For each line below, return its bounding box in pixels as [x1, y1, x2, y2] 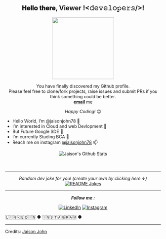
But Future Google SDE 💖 [12, 128, 63, 134]
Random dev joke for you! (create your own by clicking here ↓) [19, 175, 147, 181]
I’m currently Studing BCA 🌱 [12, 133, 69, 140]
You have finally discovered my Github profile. [36, 83, 130, 89]
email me [73, 99, 93, 105]
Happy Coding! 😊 [65, 108, 101, 114]
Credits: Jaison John [5, 228, 47, 234]
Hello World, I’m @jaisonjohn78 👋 [12, 118, 80, 124]
